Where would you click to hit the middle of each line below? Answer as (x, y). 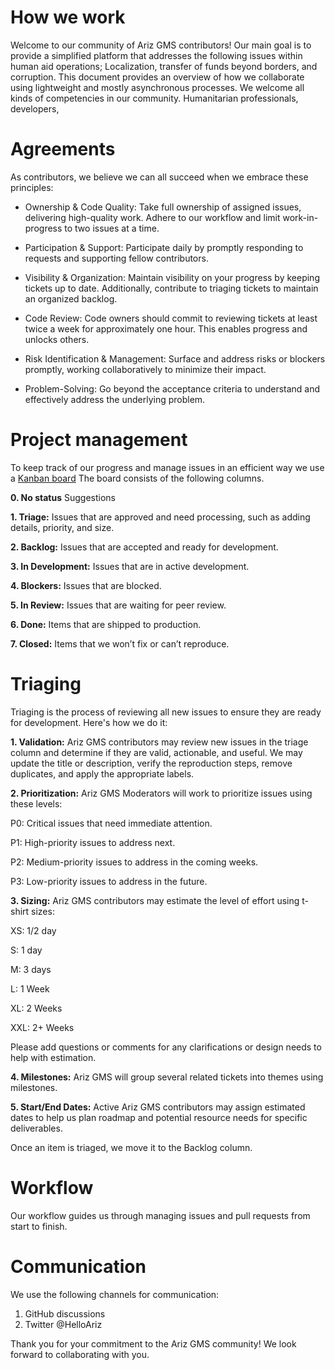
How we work (68, 17)
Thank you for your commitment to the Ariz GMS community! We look (153, 1343)
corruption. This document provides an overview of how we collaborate (157, 77)
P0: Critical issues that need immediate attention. (111, 823)
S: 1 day (26, 950)
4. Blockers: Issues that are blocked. (86, 585)
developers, (35, 108)
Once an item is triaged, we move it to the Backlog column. (131, 1147)
